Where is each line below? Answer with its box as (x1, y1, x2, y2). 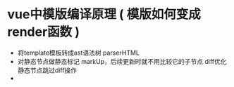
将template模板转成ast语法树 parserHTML (17, 48, 140, 57)
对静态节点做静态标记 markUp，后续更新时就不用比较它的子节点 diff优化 (17, 57, 227, 65)
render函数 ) (7, 24, 80, 40)
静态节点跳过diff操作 (17, 66, 78, 74)
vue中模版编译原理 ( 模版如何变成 (7, 6, 201, 22)
